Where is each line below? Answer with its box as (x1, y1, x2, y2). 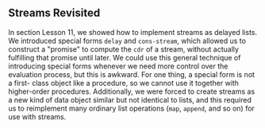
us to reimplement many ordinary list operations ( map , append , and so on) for (8, 103, 255, 113)
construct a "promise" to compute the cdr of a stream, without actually (8, 44, 240, 54)
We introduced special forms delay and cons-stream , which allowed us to (8, 36, 246, 45)
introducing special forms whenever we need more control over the (8, 61, 229, 71)
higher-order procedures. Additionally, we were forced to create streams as (8, 87, 255, 96)
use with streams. (8, 111, 67, 122)
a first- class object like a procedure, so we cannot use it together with (8, 78, 240, 87)
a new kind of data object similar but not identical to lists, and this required (8, 95, 252, 104)
